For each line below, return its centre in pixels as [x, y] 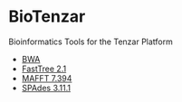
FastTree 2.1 [44, 69]
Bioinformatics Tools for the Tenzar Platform [91, 42]
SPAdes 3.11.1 [46, 88]
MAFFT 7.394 [47, 78]
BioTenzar [47, 17]
